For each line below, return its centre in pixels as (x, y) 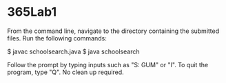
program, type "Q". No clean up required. (65, 72)
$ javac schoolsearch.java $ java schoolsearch (73, 51)
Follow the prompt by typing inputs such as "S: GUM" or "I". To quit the (108, 64)
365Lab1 (32, 12)
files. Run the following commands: (57, 38)
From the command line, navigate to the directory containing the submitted (113, 31)
